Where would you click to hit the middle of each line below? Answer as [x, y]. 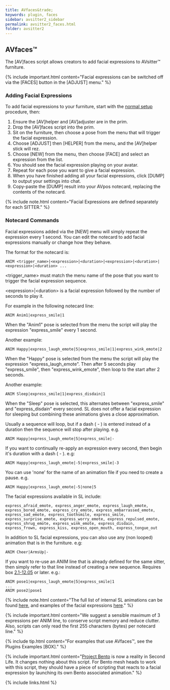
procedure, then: [23, 112]
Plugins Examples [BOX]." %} [36, 646]
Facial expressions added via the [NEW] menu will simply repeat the [76, 231]
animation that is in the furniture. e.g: [44, 543]
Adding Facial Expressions [39, 96]
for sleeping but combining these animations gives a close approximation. [82, 414]
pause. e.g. [17, 478]
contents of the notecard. [39, 192]
